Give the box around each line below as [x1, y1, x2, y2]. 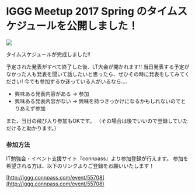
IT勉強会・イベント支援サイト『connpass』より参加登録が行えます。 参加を [6, 155, 189, 162]
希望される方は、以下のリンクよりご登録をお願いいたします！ [6, 163, 155, 170]
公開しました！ [67, 19, 139, 33]
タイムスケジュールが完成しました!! [6, 50, 90, 58]
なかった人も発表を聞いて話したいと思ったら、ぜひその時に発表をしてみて [6, 70, 185, 77]
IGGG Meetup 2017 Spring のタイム [6, 5, 177, 18]
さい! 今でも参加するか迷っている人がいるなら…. [11, 78, 127, 85]
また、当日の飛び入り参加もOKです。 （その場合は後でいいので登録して [6, 117, 178, 124]
